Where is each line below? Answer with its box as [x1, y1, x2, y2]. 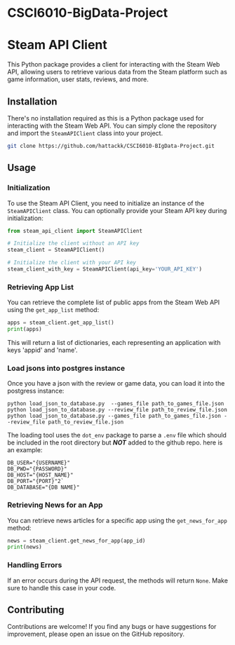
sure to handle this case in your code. [7, 583, 116, 592]
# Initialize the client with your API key [7, 259, 137, 266]
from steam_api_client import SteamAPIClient [7, 227, 142, 234]
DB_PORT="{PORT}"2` [7, 478, 65, 485]
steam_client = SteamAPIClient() [7, 247, 105, 254]
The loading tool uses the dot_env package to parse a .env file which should [7, 431, 227, 440]
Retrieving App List [7, 282, 74, 292]
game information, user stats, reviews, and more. [7, 75, 149, 83]
